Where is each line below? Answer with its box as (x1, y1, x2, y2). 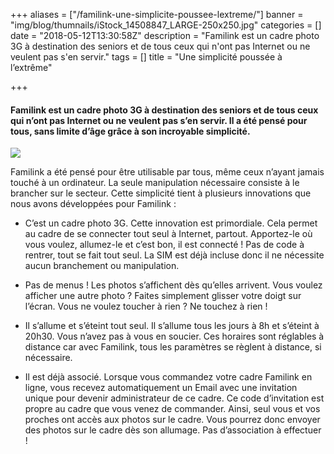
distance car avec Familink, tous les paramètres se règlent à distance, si (24, 341, 322, 353)
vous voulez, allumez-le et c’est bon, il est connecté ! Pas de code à (24, 239, 305, 251)
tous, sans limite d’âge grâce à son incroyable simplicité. (10, 125, 251, 137)
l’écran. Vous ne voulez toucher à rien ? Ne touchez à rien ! (24, 300, 268, 313)
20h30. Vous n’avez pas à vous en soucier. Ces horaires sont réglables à (24, 330, 325, 343)
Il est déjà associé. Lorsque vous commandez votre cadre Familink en (24, 371, 313, 383)
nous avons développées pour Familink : (10, 198, 177, 210)
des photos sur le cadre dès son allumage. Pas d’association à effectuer (24, 424, 322, 436)
